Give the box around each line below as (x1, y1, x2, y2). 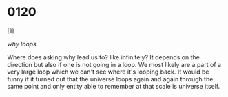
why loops (7, 40, 37, 48)
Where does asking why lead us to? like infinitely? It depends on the (7, 53, 200, 61)
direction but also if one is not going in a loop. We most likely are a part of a (7, 60, 222, 68)
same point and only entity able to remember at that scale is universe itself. (7, 82, 220, 90)
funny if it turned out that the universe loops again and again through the (7, 74, 214, 83)
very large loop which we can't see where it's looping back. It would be (7, 68, 209, 76)
